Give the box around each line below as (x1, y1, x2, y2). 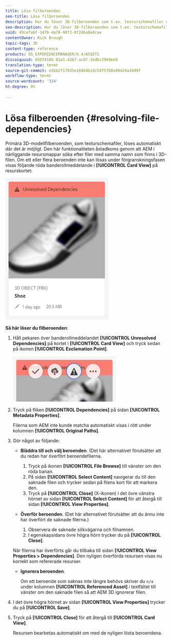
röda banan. (28, 468, 54, 475)
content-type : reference (5, 46, 58, 51)
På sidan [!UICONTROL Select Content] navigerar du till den (28, 474, 156, 480)
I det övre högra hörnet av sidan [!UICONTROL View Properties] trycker (12, 599, 165, 605)
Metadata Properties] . (12, 412, 61, 418)
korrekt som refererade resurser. (12, 558, 82, 564)
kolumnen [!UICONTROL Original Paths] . (12, 427, 100, 433)
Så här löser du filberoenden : (5, 325, 69, 331)
